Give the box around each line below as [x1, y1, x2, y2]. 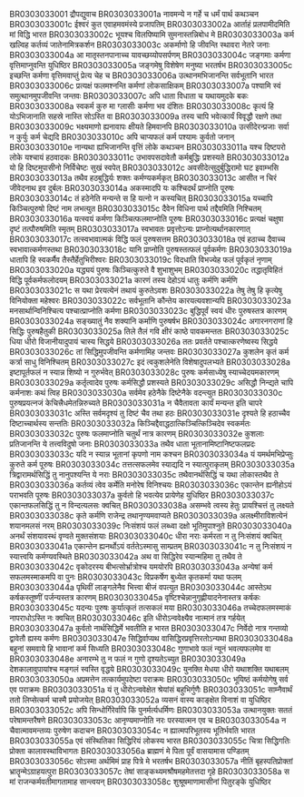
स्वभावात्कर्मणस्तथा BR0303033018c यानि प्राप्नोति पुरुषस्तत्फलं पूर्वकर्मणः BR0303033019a [9, 244, 292, 255]
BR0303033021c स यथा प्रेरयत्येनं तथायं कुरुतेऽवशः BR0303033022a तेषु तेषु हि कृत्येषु [9, 285, 283, 296]
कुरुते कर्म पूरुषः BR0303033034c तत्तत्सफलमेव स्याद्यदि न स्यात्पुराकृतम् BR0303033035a [9, 459, 295, 469]
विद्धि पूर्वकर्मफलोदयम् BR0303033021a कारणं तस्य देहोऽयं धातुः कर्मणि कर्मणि [9, 275, 238, 286]
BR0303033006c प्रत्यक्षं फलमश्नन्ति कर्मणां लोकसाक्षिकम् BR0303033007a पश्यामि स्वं [9, 80, 281, 91]
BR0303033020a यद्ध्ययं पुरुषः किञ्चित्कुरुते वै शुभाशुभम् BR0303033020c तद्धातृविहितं [9, 265, 283, 275]
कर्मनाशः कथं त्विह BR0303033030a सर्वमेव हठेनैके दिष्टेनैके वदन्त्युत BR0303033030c [9, 388, 283, 398]
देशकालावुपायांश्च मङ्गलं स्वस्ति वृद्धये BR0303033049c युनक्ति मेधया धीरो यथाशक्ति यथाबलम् [9, 664, 289, 674]
